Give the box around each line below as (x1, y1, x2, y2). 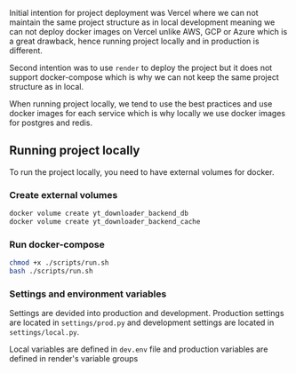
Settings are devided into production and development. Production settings (9, 308, 284, 319)
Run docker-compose (9, 238, 105, 250)
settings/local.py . (9, 327, 80, 337)
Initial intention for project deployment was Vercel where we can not (9, 8, 260, 18)
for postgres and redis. (9, 117, 93, 128)
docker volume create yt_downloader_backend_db (9, 209, 189, 218)
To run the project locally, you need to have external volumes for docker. (9, 166, 275, 177)
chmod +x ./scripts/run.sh (9, 258, 109, 267)
